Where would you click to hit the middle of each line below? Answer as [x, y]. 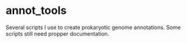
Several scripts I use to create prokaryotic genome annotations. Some [93, 27]
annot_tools [36, 11]
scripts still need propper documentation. [58, 33]
